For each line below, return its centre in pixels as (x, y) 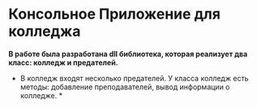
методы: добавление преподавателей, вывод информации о (125, 87)
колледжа (45, 31)
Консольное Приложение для (115, 14)
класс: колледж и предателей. (64, 63)
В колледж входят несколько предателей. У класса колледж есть (134, 78)
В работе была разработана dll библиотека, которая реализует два (128, 54)
